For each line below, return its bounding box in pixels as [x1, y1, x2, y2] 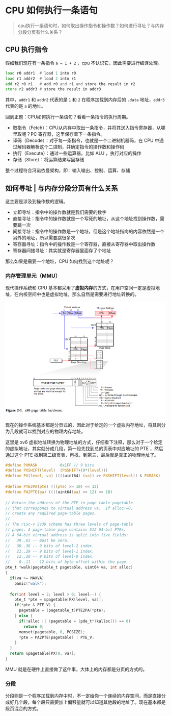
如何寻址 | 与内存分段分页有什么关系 [5, 184, 118, 192]
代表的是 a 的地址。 [5, 103, 46, 109]
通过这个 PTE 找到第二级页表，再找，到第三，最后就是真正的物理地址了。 [5, 452, 159, 458]
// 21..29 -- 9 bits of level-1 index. [5, 549, 95, 554]
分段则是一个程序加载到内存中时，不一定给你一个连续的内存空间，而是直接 [5, 693, 161, 699]
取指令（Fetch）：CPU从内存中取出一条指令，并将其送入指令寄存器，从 [12, 125, 161, 131]
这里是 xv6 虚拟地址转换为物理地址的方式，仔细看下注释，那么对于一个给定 [5, 439, 163, 445]
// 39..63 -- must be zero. [5, 538, 70, 543]
